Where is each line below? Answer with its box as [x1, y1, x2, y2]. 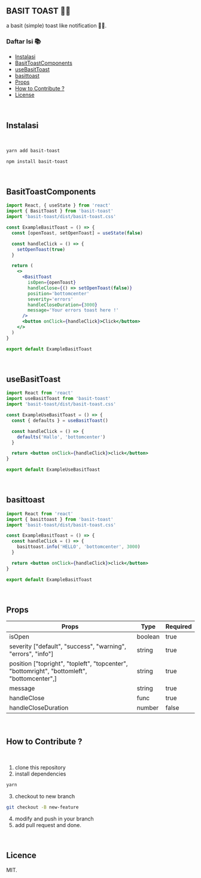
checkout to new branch [14, 793, 75, 800]
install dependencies [14, 770, 66, 777]
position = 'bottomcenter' [28, 290, 90, 296]
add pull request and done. [14, 821, 82, 828]
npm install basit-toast [6, 158, 68, 165]
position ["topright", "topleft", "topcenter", [9, 659, 128, 668]
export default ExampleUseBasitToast [6, 467, 100, 473]
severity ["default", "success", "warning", [9, 642, 127, 650]
